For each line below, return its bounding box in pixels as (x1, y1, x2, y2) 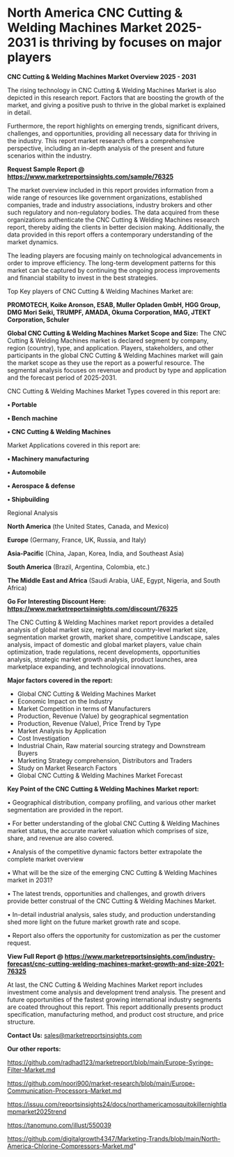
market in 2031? (7, 876, 54, 884)
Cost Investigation (17, 734, 70, 742)
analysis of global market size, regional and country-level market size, (7, 625, 208, 634)
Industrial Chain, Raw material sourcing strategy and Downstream (17, 741, 205, 749)
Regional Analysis (7, 508, 58, 517)
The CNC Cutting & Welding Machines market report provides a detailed (7, 618, 214, 626)
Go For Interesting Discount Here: (7, 597, 107, 605)
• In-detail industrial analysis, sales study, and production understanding (7, 910, 216, 918)
